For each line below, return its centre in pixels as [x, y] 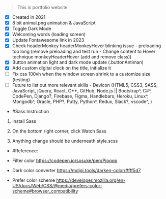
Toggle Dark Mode [32, 29]
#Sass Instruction [31, 111]
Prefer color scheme [34, 180]
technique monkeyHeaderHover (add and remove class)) [72, 57]
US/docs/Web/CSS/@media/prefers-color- [57, 185]
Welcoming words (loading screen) [49, 35]
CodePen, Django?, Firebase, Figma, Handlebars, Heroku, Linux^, [80, 96]
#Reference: [25, 151]
